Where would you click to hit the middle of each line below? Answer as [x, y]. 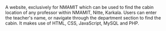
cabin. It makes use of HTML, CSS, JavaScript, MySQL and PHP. [72, 23]
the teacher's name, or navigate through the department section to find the [83, 18]
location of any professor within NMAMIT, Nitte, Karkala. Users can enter [81, 12]
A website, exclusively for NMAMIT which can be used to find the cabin [79, 7]
